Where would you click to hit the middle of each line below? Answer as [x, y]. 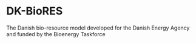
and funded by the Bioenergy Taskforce [56, 34]
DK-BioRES [35, 11]
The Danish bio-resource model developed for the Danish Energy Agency [98, 28]
